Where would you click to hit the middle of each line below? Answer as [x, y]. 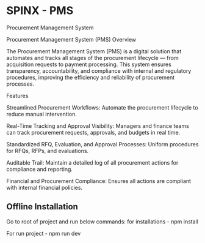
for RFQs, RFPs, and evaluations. [48, 151]
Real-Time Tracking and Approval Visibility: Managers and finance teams [98, 125]
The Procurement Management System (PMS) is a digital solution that [94, 51]
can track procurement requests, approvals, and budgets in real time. [93, 132]
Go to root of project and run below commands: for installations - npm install [102, 222]
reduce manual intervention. [42, 114]
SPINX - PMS [40, 11]
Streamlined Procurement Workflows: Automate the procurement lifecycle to [102, 107]
